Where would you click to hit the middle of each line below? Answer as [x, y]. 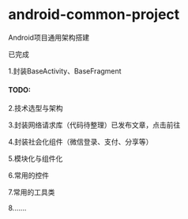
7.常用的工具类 [32, 192]
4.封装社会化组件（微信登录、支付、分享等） [81, 142]
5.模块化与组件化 [36, 159]
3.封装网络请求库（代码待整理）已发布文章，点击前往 [94, 125]
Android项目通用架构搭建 [49, 37]
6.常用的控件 [29, 176]
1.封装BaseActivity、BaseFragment [65, 71]
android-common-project [94, 15]
